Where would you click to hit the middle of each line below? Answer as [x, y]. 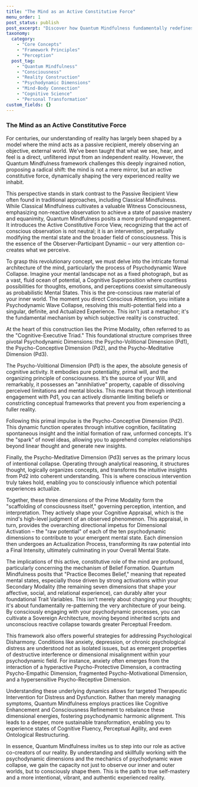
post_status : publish [33, 22]
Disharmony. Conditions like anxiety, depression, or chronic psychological [96, 642]
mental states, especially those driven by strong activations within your [92, 580]
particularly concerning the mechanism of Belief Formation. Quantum [90, 568]
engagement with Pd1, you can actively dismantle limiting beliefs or [88, 397]
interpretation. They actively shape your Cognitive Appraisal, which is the [95, 512]
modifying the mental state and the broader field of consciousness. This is [96, 237]
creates [15, 250]
